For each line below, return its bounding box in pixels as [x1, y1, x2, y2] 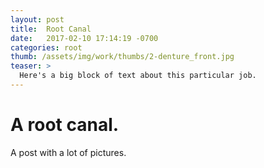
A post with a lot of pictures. [10, 146, 127, 158]
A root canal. [10, 114, 120, 136]
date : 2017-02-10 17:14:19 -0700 [10, 33, 159, 43]
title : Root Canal [10, 24, 92, 34]
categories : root [10, 42, 83, 53]
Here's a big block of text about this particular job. [19, 71, 257, 81]
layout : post [10, 14, 65, 25]
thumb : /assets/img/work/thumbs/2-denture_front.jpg [10, 52, 235, 62]
